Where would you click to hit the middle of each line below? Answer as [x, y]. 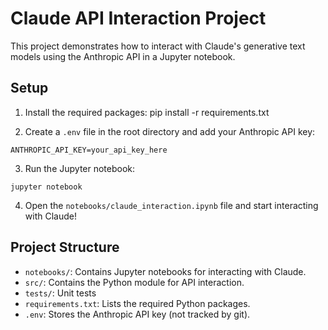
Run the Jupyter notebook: [80, 168]
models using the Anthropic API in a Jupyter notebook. [123, 56]
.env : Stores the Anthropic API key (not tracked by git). [137, 314]
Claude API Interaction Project [138, 18]
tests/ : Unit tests [60, 293]
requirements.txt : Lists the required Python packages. [137, 303]
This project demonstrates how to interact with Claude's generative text [158, 46]
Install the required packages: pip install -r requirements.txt [147, 112]
